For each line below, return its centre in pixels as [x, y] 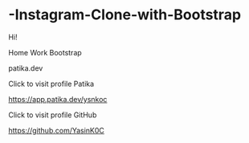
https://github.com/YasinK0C [56, 130]
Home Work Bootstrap [45, 52]
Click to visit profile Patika [51, 84]
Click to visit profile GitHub [53, 115]
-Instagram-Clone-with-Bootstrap [125, 15]
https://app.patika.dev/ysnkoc [58, 99]
